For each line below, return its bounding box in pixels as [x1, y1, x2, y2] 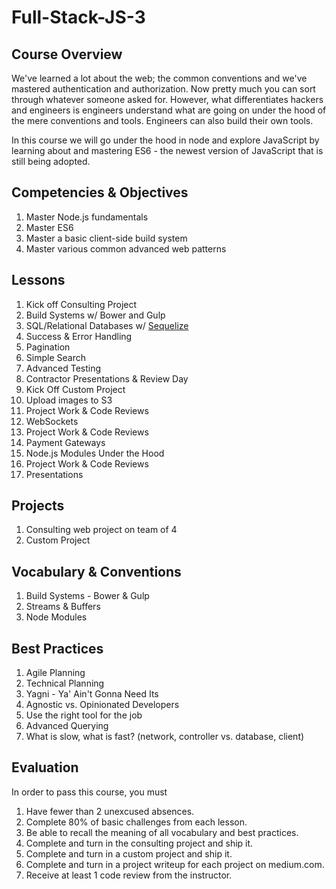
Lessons [11, 272, 66, 289]
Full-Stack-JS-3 [11, 6, 146, 29]
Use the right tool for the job [25, 709, 143, 721]
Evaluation [11, 759, 79, 776]
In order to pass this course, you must [11, 786, 168, 798]
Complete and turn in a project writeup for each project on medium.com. [25, 858, 325, 870]
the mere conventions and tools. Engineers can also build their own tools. [11, 115, 314, 126]
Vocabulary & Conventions [11, 563, 182, 580]
